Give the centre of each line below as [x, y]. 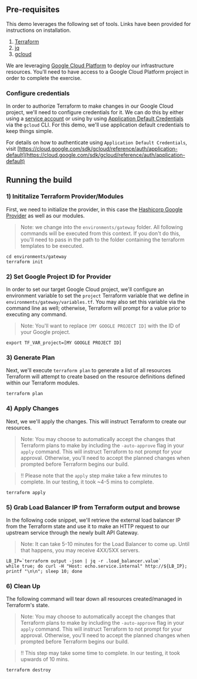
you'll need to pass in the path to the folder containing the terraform [102, 239]
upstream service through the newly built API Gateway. [72, 532]
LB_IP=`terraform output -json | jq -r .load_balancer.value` [84, 561]
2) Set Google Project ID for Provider [59, 276]
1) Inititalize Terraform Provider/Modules [65, 197]
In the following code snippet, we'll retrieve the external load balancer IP [93, 520]
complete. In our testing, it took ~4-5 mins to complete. [87, 482]
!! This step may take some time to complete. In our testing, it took [100, 653]
